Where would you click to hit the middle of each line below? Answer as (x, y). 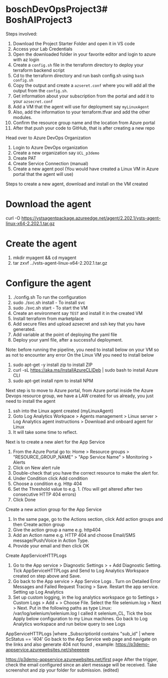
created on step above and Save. (47, 576)
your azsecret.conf (33, 101)
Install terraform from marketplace (48, 318)
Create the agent (41, 244)
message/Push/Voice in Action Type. (51, 540)
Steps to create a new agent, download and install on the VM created (77, 184)
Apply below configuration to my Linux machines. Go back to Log (80, 618)
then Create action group (39, 524)
